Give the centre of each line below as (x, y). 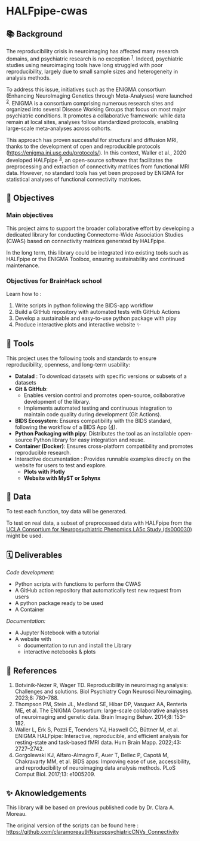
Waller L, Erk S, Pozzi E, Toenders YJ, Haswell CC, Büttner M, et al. (97, 730)
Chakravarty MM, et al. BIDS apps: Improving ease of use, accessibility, (103, 761)
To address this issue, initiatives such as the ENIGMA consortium (86, 89)
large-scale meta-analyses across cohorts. (59, 128)
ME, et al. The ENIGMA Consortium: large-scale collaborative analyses (101, 710)
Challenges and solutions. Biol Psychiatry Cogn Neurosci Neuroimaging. (104, 692)
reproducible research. (43, 452)
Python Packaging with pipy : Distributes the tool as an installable (96, 433)
